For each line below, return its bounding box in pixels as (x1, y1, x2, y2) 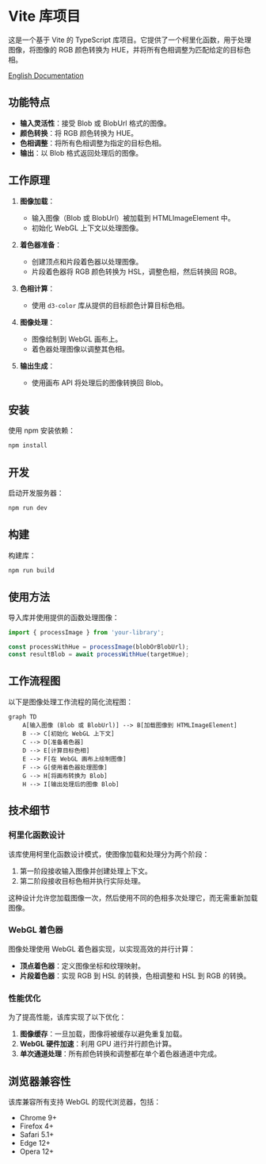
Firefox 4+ (19, 1121, 54, 1131)
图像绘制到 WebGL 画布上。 (31, 334, 123, 344)
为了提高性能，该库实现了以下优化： (8, 1012, 127, 1022)
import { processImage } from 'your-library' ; (8, 629, 165, 637)
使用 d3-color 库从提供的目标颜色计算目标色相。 (31, 300, 189, 310)
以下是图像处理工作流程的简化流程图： (8, 696, 133, 707)
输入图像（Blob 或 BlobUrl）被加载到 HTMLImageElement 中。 (31, 213, 235, 222)
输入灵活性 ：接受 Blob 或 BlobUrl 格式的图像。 (19, 118, 171, 128)
